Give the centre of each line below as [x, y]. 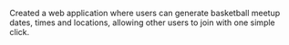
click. [20, 32]
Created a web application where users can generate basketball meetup [145, 13]
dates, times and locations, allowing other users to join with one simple [142, 22]
